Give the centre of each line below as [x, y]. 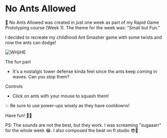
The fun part [18, 62]
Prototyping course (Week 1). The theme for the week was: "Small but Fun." [83, 27]
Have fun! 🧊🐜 [19, 115]
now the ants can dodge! [31, 42]
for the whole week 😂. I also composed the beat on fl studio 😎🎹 [72, 130]
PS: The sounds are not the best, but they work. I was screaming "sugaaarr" [83, 125]
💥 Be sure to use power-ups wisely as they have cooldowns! [67, 105]
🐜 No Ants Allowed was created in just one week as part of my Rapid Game [82, 22]
